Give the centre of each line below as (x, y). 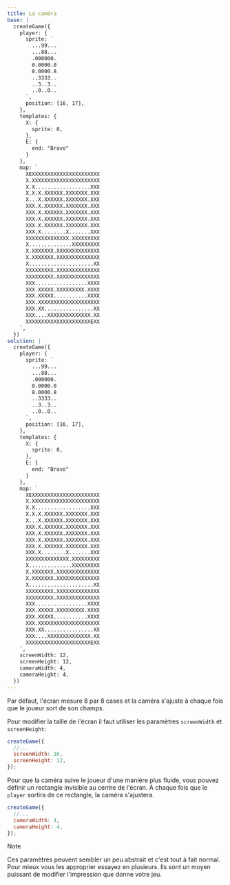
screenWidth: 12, (44, 655)
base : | (18, 20)
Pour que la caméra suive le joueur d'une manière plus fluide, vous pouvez (113, 780)
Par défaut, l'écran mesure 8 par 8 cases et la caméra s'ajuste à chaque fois (115, 701)
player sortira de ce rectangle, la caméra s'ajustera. (81, 795)
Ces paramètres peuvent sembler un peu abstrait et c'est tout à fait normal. (114, 859)
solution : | (24, 341)
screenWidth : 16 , (38, 754)
